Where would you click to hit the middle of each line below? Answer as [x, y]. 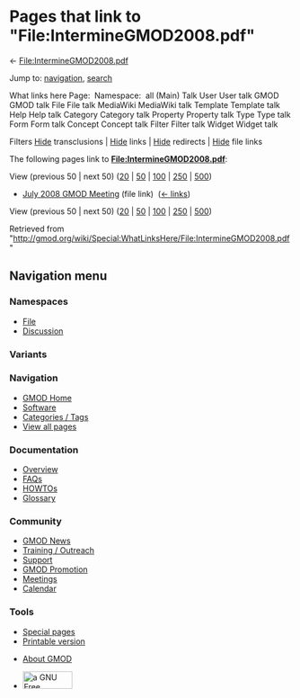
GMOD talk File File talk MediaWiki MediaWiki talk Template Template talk [145, 104]
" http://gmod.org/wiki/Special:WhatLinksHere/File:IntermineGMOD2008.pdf [150, 238]
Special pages [49, 631]
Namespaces [39, 301]
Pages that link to [75, 17]
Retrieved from [37, 228]
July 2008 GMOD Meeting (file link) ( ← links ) [106, 193]
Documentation [44, 450]
